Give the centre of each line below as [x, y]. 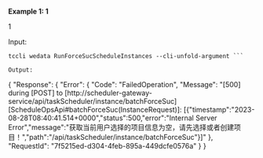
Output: [21, 70]
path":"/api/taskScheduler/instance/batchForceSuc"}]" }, [121, 137]
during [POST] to [36, 93]
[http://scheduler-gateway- [108, 93]
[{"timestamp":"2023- [219, 110]
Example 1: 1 [28, 11]
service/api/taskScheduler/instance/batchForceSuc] [93, 101]
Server [206, 118]
